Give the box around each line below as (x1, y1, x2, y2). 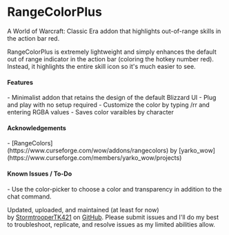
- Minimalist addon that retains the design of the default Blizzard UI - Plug (7, 94, 217, 102)
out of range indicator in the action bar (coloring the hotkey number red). (7, 54, 214, 63)
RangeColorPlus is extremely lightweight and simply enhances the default (7, 48, 217, 56)
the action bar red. (7, 34, 60, 42)
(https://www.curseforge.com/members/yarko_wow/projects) (7, 154, 182, 162)
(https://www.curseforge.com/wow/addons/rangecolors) (7, 146, 169, 155)
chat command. (7, 192, 52, 201)
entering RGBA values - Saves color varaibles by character (7, 108, 175, 116)
